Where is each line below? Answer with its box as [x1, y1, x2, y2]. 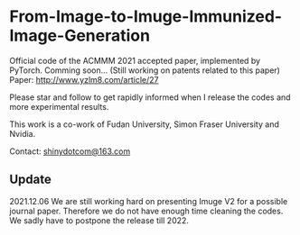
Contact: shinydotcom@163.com [9, 146, 131, 157]
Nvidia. [9, 128, 36, 139]
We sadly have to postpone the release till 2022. [9, 214, 190, 226]
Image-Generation [9, 25, 151, 46]
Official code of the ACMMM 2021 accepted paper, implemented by [9, 55, 260, 66]
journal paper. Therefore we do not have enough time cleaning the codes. [9, 205, 284, 216]
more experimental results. [9, 101, 109, 112]
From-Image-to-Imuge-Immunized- [9, 6, 283, 27]
